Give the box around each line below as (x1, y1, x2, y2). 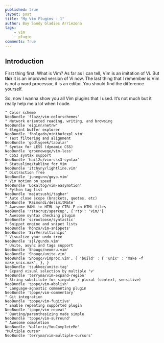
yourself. (5, 86, 23, 92)
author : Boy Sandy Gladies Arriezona (5, 21, 82, 26)
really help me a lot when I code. (5, 100, 71, 106)
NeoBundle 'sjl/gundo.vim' (5, 239, 60, 244)
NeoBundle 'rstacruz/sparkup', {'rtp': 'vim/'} (5, 209, 104, 214)
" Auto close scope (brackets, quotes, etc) (5, 196, 97, 201)
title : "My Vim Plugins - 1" (5, 16, 65, 21)
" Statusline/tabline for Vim (5, 161, 67, 167)
